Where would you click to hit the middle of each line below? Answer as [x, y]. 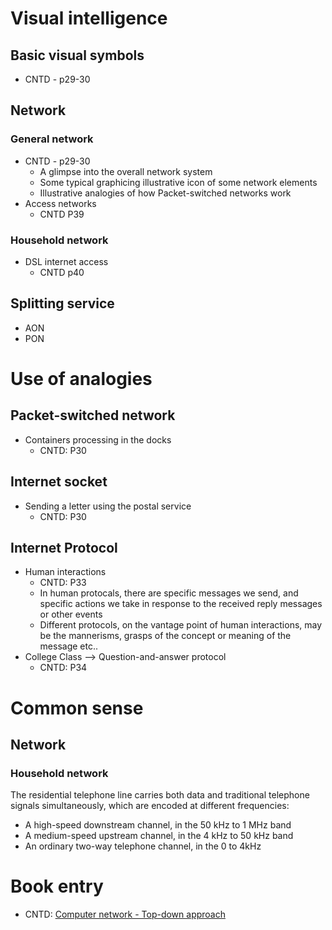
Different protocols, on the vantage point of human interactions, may [181, 625]
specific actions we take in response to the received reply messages [181, 604]
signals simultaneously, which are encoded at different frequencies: [150, 806]
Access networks [60, 203]
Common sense [77, 708]
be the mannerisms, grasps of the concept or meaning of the [165, 636]
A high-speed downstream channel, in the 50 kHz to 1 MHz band [158, 825]
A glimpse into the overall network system [126, 171]
